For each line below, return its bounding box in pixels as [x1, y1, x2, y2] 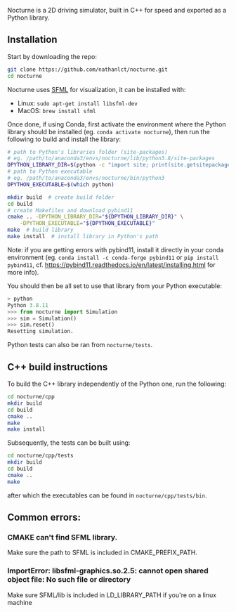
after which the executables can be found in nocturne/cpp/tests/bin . [7, 491, 207, 500]
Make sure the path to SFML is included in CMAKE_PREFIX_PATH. [7, 548, 198, 557]
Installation [7, 34, 58, 46]
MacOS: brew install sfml [17, 106, 96, 115]
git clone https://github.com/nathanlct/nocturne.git [7, 66, 169, 73]
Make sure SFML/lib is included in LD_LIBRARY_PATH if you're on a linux [7, 590, 216, 599]
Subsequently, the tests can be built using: [7, 438, 131, 447]
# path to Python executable [7, 168, 93, 175]
